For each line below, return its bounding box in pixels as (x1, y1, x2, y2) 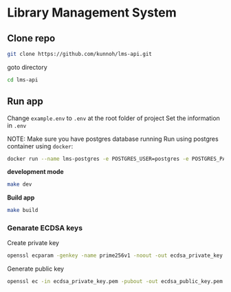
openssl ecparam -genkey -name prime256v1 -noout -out (7, 252, 168, 260)
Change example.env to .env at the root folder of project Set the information (7, 114, 220, 122)
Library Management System (7, 5, 177, 21)
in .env (7, 121, 27, 129)
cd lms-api (7, 76, 38, 84)
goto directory (7, 63, 48, 71)
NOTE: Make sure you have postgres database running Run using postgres (7, 135, 219, 143)
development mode (7, 168, 64, 176)
